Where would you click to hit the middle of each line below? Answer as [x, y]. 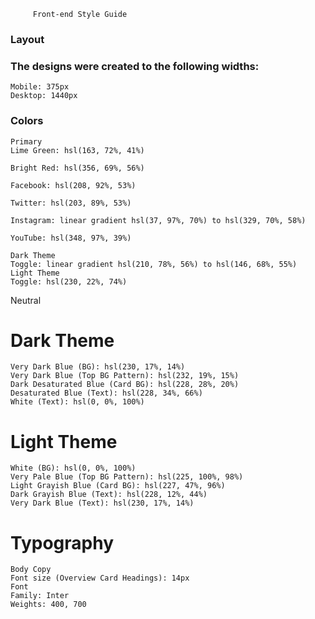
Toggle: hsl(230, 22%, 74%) [69, 281]
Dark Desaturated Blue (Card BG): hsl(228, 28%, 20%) [125, 385]
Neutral [26, 300]
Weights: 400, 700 [48, 605]
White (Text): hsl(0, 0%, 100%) [77, 402]
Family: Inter [40, 596]
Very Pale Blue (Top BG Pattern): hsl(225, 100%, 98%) [127, 477]
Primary [26, 141]
